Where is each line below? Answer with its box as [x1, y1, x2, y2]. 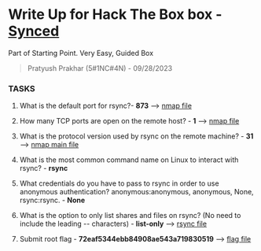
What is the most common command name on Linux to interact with [19, 155, 239, 164]
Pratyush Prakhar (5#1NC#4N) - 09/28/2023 [27, 63, 173, 72]
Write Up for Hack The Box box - [8, 6, 222, 24]
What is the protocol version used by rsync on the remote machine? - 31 [19, 131, 254, 141]
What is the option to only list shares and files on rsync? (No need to [19, 211, 241, 220]
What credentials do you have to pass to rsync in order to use [19, 179, 219, 188]
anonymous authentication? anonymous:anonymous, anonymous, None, [19, 187, 254, 197]
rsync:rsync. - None [19, 195, 86, 205]
